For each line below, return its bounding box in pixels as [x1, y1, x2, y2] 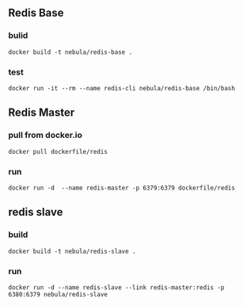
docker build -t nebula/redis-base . [8, 48, 133, 56]
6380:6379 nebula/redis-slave [8, 290, 108, 298]
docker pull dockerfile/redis [8, 147, 108, 155]
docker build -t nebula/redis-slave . [8, 247, 136, 255]
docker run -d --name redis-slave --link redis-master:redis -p [8, 283, 225, 292]
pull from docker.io [8, 130, 83, 141]
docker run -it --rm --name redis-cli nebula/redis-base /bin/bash [8, 84, 236, 92]
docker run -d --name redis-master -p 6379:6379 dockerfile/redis [8, 184, 236, 192]
